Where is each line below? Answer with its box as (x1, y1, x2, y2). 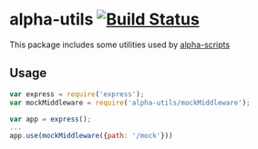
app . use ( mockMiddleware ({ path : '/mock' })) (9, 132, 173, 141)
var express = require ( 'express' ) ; (9, 89, 145, 99)
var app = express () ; (9, 114, 92, 124)
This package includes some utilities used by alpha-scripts (9, 39, 231, 50)
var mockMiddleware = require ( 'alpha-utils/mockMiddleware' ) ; (9, 98, 251, 107)
